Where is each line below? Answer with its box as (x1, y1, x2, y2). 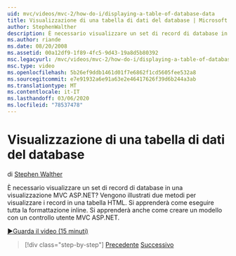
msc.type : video (7, 62, 55, 69)
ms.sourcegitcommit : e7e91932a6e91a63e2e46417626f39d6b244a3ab (7, 75, 197, 83)
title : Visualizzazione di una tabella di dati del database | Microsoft (7, 17, 228, 24)
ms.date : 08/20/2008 (7, 43, 68, 50)
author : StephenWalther (7, 23, 77, 30)
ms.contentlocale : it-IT (7, 88, 80, 95)
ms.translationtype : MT (7, 82, 77, 89)
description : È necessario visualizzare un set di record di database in (7, 29, 228, 37)
